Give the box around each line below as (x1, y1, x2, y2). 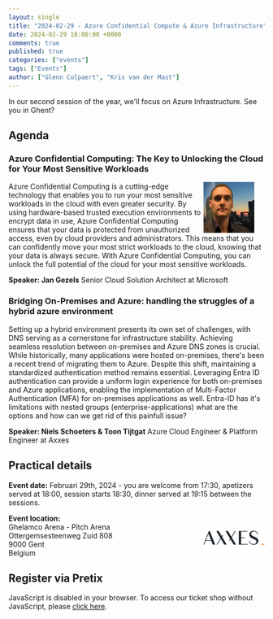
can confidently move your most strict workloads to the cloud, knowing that (8, 242, 262, 252)
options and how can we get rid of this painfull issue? (8, 411, 187, 421)
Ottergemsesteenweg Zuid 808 (8, 530, 113, 540)
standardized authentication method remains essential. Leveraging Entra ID (8, 367, 260, 377)
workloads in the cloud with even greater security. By (8, 199, 187, 209)
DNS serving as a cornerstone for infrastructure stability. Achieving (8, 333, 233, 342)
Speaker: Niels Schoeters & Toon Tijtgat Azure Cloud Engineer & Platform (8, 426, 258, 436)
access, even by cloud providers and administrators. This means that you (8, 233, 254, 243)
